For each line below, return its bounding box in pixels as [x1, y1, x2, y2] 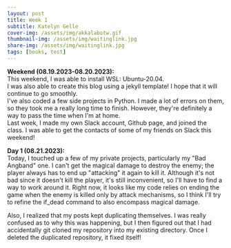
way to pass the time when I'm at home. [7, 111, 121, 119]
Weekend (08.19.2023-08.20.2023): [7, 67, 115, 76]
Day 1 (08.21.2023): [7, 146, 65, 155]
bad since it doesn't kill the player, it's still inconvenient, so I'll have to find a [7, 176, 223, 184]
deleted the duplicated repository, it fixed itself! [7, 233, 141, 241]
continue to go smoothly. [7, 89, 78, 97]
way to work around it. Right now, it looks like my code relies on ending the [7, 183, 219, 192]
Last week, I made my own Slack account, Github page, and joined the [7, 118, 207, 127]
